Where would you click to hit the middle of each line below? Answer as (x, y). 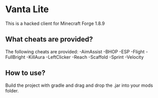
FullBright (15, 57)
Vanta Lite (27, 9)
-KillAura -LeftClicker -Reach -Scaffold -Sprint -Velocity (85, 57)
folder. (12, 90)
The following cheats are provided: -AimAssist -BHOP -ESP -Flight (75, 51)
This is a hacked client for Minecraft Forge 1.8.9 (55, 23)
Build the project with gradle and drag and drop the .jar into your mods (79, 85)
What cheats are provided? (49, 39)
